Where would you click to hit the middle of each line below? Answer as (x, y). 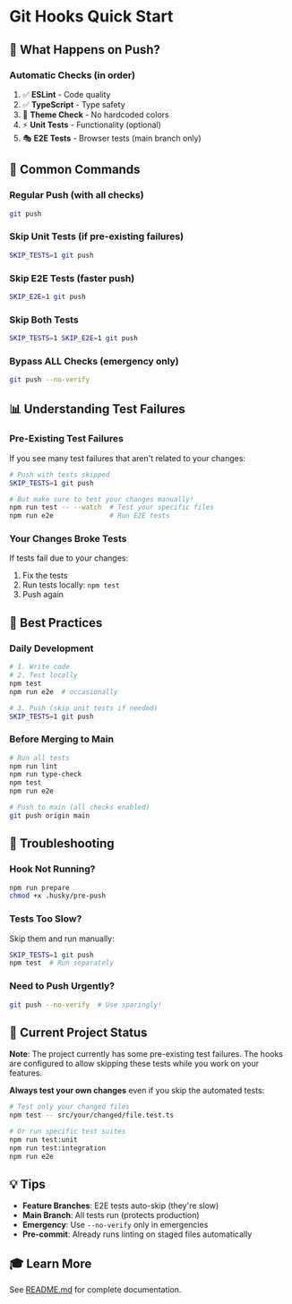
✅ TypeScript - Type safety (73, 104)
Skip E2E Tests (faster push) (72, 278)
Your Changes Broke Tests (68, 539)
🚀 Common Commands (75, 170)
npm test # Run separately (62, 963)
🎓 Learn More (51, 1263)
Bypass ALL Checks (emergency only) (94, 361)
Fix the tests (45, 576)
